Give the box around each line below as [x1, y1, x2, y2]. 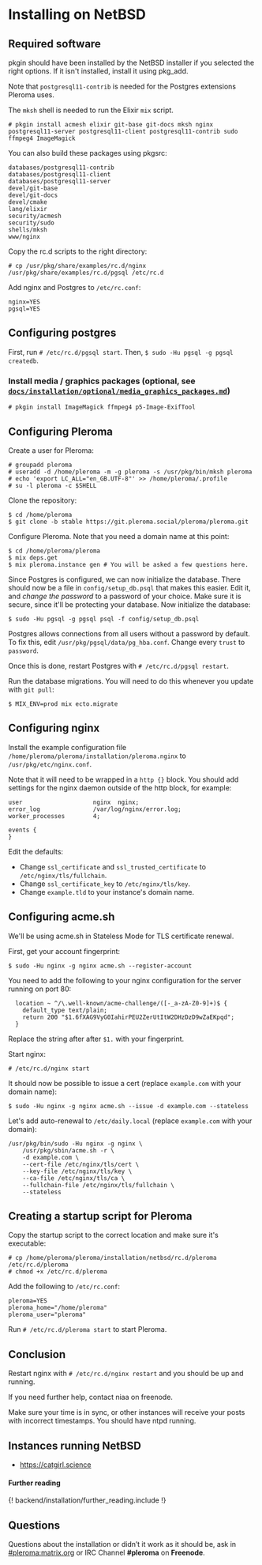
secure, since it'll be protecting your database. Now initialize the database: [8, 599, 251, 609]
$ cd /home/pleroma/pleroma [8, 547, 101, 555]
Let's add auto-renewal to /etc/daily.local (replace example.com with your [8, 1116, 253, 1126]
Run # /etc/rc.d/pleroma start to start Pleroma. [8, 1325, 167, 1334]
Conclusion [8, 1348, 66, 1361]
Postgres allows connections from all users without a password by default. [8, 628, 250, 638]
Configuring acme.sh [8, 911, 115, 924]
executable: [8, 1239, 47, 1248]
